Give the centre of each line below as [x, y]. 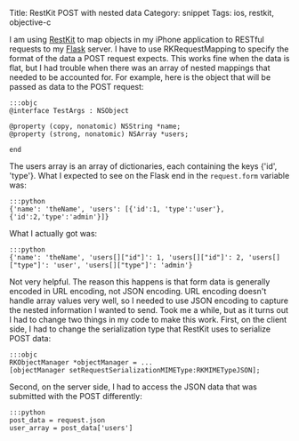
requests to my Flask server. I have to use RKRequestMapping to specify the [149, 49]
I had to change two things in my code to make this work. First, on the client [148, 320]
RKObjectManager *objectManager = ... [81, 363]
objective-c [30, 22]
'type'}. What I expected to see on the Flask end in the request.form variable [149, 176]
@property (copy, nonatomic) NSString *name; [95, 126]
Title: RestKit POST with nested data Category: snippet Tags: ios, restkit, [141, 13]
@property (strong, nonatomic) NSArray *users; [99, 134]
